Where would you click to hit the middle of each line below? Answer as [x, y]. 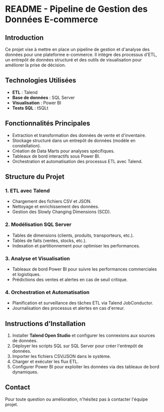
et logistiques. [26, 274]
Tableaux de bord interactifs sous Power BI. [56, 156]
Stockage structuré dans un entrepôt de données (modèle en [74, 140]
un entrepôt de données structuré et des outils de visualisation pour [73, 60]
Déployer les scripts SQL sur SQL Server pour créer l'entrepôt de [78, 346]
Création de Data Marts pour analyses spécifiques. [63, 151]
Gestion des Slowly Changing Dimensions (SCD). [61, 212]
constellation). [26, 145]
